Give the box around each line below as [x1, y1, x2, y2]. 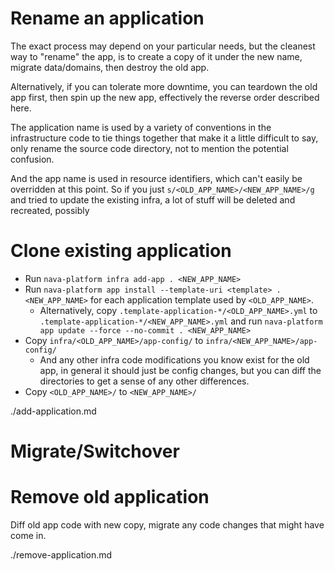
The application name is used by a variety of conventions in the [10, 121, 272, 133]
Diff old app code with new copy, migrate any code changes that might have [10, 519, 325, 531]
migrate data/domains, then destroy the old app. [10, 61, 210, 73]
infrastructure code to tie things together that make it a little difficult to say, [10, 132, 319, 144]
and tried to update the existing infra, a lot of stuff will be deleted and [10, 193, 296, 206]
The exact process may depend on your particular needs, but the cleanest [10, 40, 316, 52]
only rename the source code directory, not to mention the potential [10, 142, 289, 154]
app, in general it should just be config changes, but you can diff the [39, 364, 322, 376]
